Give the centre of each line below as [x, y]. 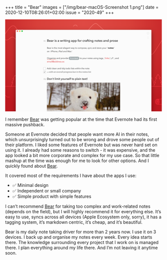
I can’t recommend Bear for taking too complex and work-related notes [78, 206]
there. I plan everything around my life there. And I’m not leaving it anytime [82, 248]
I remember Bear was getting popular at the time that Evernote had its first [81, 119]
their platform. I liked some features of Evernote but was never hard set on [81, 145]
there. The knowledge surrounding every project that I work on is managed [82, 243]
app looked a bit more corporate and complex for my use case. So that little [83, 156]
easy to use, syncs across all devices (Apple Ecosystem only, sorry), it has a [83, 217]
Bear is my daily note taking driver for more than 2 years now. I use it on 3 [81, 232]
